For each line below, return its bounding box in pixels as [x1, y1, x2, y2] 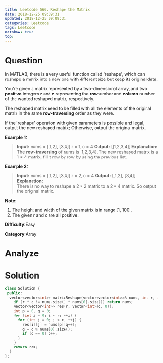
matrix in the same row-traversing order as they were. [5, 110, 114, 116]
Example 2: [5, 163, 28, 169]
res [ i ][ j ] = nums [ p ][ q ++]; [22, 322, 77, 327]
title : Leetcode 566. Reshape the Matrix [5, 7, 90, 12]
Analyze [5, 248, 39, 259]
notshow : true [5, 30, 34, 34]
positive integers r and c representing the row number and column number [5, 91, 155, 96]
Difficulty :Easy [5, 221, 35, 227]
